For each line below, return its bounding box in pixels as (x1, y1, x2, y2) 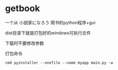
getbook (5, 3, 40, 14)
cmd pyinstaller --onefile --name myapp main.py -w (5, 60, 113, 65)
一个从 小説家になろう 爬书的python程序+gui (5, 19, 96, 25)
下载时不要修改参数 (5, 40, 44, 46)
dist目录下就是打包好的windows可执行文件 (5, 30, 91, 35)
